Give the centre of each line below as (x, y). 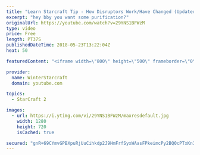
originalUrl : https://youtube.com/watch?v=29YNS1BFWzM (76, 23)
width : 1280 (32, 121)
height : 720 (32, 127)
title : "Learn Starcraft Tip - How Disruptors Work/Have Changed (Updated (101, 12)
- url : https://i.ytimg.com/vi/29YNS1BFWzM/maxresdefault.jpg (90, 116)
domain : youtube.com (37, 83)
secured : (17, 143)
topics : (16, 94)
